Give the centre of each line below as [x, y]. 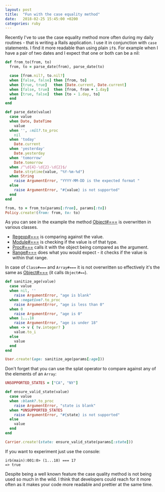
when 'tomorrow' [26, 158]
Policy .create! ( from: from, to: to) [43, 212]
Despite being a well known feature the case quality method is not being [78, 474]
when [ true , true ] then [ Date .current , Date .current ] [68, 85]
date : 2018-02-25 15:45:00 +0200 [42, 19]
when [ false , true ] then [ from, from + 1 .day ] [59, 89]
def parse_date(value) [28, 112]
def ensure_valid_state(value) [37, 392]
